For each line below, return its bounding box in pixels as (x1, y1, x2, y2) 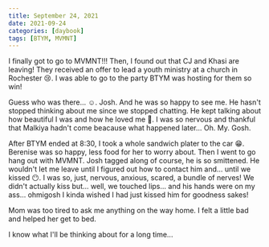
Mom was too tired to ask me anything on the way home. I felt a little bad (8, 206, 249, 216)
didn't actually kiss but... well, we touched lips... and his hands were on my (8, 182, 255, 191)
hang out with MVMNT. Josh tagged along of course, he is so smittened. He (8, 156, 260, 166)
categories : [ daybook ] (8, 27, 84, 35)
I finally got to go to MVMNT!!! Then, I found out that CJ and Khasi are (8, 56, 239, 66)
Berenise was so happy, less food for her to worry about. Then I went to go (8, 147, 256, 157)
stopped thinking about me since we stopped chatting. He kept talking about (8, 106, 262, 116)
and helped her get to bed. (8, 214, 96, 224)
